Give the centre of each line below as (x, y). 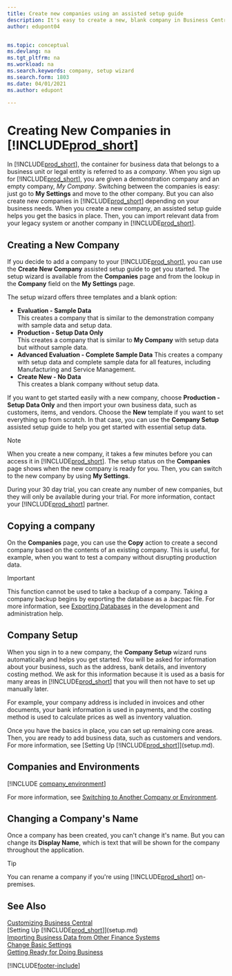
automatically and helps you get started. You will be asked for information (112, 659)
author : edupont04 (33, 26)
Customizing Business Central (50, 923)
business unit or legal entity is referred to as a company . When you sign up (114, 172)
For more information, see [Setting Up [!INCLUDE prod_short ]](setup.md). (111, 745)
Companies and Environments (74, 767)
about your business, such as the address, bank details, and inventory (107, 666)
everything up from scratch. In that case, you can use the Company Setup (113, 420)
